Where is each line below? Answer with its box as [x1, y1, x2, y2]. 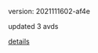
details [8, 37, 30, 46]
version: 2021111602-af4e [8, 7, 90, 16]
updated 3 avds [8, 22, 59, 30]
